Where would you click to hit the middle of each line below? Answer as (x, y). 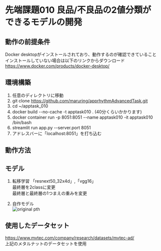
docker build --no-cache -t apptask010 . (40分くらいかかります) (77, 112)
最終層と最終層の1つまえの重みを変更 (49, 193)
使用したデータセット (37, 226)
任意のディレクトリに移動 (38, 95)
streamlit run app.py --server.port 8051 (52, 127)
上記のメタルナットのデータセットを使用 (46, 243)
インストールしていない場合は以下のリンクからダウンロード (65, 61)
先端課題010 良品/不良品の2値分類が (78, 10)
